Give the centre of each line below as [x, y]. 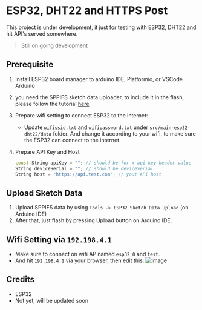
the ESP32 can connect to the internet [72, 140]
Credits [21, 279]
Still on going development [54, 45]
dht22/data [38, 134]
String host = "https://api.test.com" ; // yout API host [88, 174]
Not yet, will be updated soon [52, 300]
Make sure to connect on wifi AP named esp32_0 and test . [87, 254]
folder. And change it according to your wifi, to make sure [125, 133]
